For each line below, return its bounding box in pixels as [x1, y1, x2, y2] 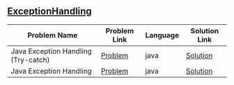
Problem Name [27, 30, 78, 40]
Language [145, 30, 180, 40]
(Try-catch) [10, 55, 50, 64]
